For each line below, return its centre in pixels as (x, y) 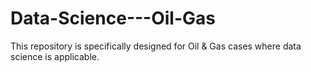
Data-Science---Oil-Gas (113, 18)
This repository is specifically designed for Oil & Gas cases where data (156, 46)
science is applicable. (55, 56)
